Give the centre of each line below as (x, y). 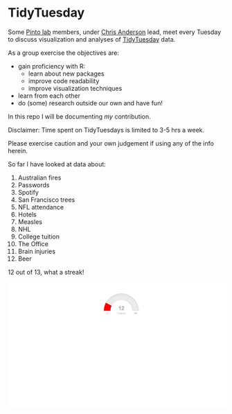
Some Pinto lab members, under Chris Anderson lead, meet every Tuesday (115, 32)
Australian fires (39, 178)
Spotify (28, 192)
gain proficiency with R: (52, 66)
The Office (33, 243)
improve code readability (64, 80)
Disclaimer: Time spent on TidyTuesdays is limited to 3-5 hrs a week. (106, 130)
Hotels (27, 214)
